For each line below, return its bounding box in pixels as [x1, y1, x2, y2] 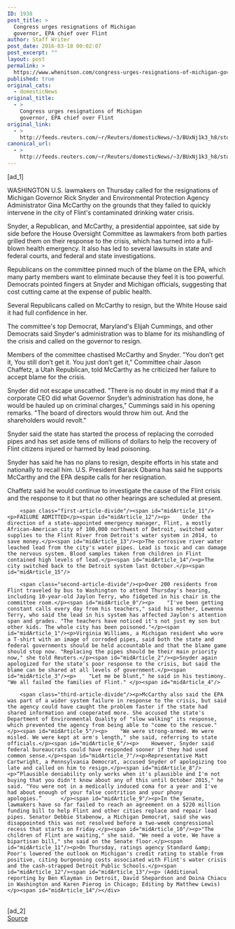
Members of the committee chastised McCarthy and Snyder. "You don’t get [7, 350, 225, 359]
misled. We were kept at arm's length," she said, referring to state [7, 734, 218, 741]
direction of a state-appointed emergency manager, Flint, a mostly [7, 519, 211, 527]
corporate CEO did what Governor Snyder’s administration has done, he [7, 393, 214, 402]
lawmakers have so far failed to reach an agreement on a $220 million [7, 801, 220, 808]
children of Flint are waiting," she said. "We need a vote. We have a [7, 832, 220, 839]
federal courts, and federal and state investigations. [7, 251, 156, 260]
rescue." [192, 721, 218, 728]
